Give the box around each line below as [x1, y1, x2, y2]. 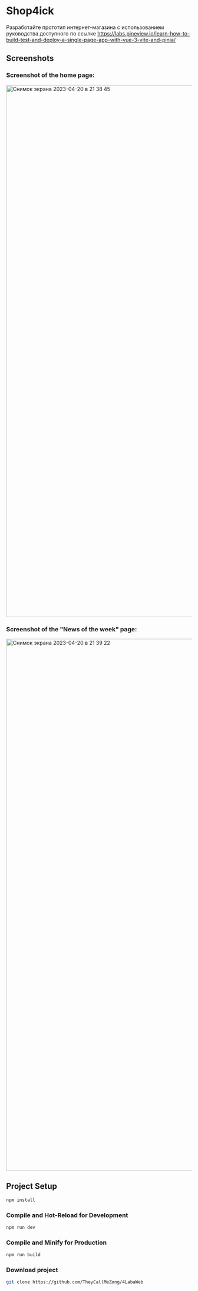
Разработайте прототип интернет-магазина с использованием [6, 24, 164, 31]
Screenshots [6, 53, 54, 63]
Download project [6, 1266, 58, 1274]
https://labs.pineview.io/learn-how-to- [97, 30, 190, 37]
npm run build [6, 1252, 41, 1258]
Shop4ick [6, 4, 54, 18]
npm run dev [6, 1224, 35, 1230]
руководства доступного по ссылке [6, 30, 96, 37]
